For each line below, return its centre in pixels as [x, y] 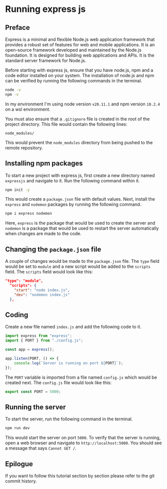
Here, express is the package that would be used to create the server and [80, 223]
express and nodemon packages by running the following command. [73, 204]
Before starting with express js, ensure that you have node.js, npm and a [79, 70]
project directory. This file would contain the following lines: [66, 124]
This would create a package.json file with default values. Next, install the [80, 199]
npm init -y [17, 190]
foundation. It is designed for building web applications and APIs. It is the [80, 55]
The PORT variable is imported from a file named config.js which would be [81, 377]
